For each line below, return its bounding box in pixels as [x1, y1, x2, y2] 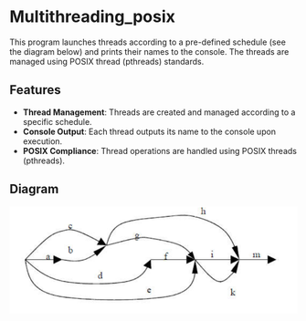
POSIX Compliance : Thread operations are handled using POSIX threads [22, 145, 297, 156]
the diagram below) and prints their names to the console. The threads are [9, 46, 290, 57]
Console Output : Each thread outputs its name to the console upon [22, 126, 277, 137]
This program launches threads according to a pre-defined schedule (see [9, 36, 286, 47]
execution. [22, 135, 63, 147]
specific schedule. [22, 116, 93, 127]
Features [9, 82, 61, 98]
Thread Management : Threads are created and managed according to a [22, 107, 296, 118]
